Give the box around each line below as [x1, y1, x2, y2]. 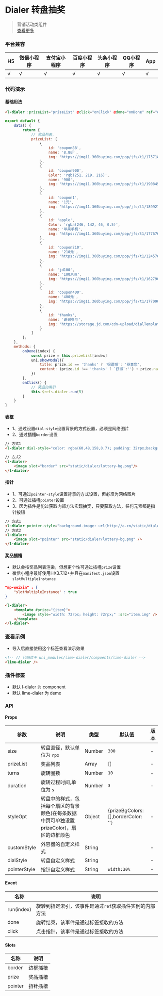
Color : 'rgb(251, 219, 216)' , [48, 173, 110, 178]
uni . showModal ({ [31, 358, 64, 363]
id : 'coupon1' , [48, 195, 79, 200]
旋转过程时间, [40, 779, 72, 785]
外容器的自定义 [40, 841, 75, 847]
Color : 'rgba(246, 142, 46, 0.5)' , [48, 222, 120, 227]
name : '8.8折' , [48, 150, 79, 155]
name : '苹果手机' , [48, 227, 83, 232]
